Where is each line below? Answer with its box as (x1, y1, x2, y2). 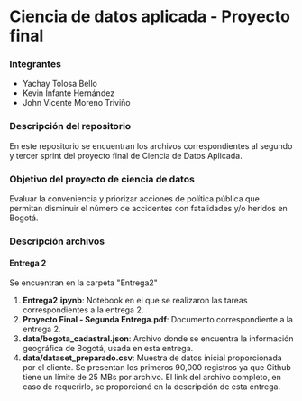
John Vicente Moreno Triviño (22, 98, 131, 108)
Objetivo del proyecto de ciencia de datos (9, 173, 196, 185)
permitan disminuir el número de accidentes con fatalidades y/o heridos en (9, 203, 288, 214)
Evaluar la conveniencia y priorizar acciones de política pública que (9, 193, 260, 204)
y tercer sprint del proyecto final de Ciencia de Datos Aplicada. (9, 150, 243, 161)
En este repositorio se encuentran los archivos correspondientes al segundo (9, 140, 293, 151)
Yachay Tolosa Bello (22, 79, 97, 89)
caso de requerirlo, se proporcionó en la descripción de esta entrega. (22, 381, 281, 392)
